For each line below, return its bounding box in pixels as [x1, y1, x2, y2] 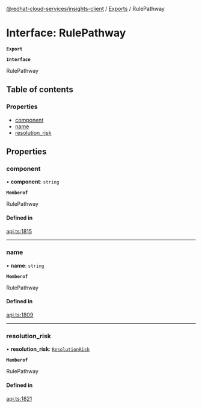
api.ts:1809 [6, 311, 34, 318]
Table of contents [6, 84, 73, 95]
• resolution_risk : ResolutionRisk [6, 345, 90, 353]
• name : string [6, 262, 44, 269]
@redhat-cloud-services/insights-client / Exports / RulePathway [6, 5, 165, 12]
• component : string [6, 178, 60, 185]
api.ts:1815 [6, 227, 32, 235]
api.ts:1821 [6, 395, 32, 402]
